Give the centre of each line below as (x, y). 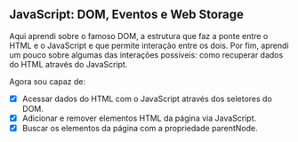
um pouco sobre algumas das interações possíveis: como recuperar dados (146, 55)
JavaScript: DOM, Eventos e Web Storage (127, 15)
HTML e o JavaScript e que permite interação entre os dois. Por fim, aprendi (149, 45)
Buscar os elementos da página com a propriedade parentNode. (140, 128)
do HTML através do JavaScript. (68, 64)
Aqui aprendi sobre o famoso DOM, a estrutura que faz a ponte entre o (139, 35)
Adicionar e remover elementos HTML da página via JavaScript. (139, 118)
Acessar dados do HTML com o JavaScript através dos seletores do (147, 99)
